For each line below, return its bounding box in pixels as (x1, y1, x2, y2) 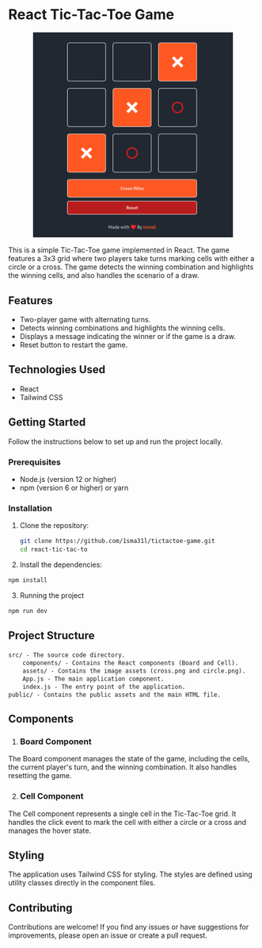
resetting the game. (8, 771, 72, 780)
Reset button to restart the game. (19, 340, 128, 350)
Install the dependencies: (19, 560, 103, 569)
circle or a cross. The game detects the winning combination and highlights (8, 262, 254, 272)
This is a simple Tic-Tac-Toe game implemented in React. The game (8, 245, 230, 255)
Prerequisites (8, 457, 61, 468)
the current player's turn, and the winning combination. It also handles (8, 762, 237, 772)
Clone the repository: (19, 521, 89, 530)
